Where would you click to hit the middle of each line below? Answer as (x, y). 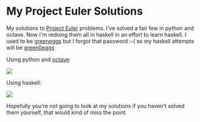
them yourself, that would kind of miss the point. (67, 112)
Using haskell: (24, 82)
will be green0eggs (30, 48)
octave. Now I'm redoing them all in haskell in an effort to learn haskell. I (96, 34)
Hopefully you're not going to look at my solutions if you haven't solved (95, 106)
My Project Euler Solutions (74, 11)
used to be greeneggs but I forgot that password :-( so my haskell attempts (100, 41)
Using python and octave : (39, 59)
